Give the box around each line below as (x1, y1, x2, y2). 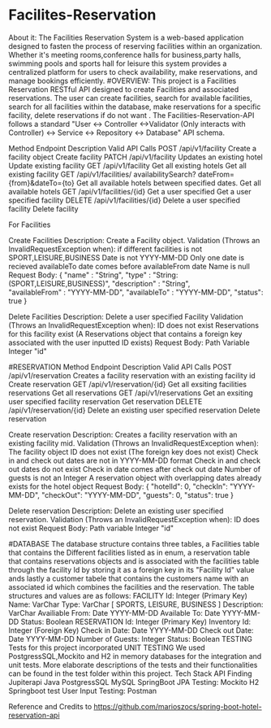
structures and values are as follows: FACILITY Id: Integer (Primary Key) (8, 591, 247, 600)
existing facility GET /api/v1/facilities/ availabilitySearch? (8, 169, 196, 179)
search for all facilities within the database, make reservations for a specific (8, 102, 261, 111)
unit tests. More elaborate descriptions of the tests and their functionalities (8, 660, 258, 669)
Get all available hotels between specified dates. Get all (75, 177, 261, 188)
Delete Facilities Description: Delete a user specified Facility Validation (8, 312, 243, 321)
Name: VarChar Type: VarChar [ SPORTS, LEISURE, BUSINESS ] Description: (8, 599, 264, 609)
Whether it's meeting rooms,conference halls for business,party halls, (8, 50, 242, 59)
